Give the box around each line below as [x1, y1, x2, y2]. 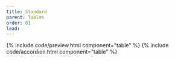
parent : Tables [6, 14, 45, 20]
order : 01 [6, 20, 31, 26]
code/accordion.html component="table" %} [6, 48, 118, 56]
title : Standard [6, 8, 47, 15]
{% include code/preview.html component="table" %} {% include [6, 42, 169, 49]
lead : [6, 25, 20, 32]
